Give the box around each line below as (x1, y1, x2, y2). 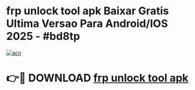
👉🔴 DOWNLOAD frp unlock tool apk (6, 72, 189, 85)
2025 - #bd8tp (6, 30, 81, 43)
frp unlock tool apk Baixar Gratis (6, 4, 169, 18)
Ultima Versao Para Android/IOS (6, 17, 168, 30)
